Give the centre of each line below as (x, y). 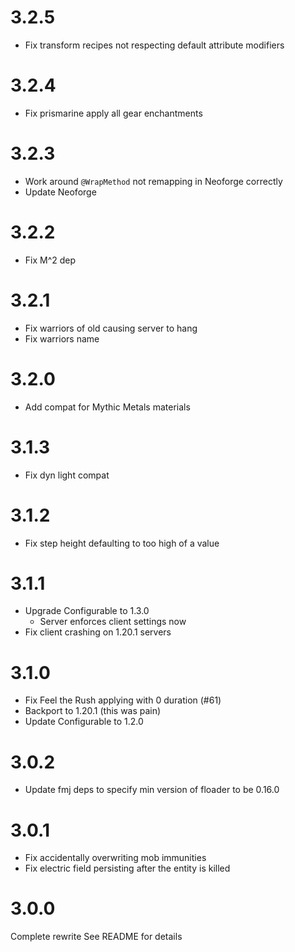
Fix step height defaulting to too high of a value (122, 543)
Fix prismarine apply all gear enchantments (113, 113)
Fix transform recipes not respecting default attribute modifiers (154, 45)
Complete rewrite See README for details (96, 937)
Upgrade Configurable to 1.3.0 (87, 611)
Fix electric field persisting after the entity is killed (127, 868)
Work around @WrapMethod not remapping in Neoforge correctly (153, 181)
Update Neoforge (60, 192)
